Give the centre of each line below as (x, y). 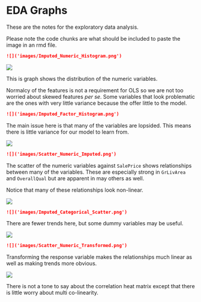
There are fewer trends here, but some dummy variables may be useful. (95, 224)
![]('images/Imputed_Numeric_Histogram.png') (64, 56)
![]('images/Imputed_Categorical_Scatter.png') (67, 212)
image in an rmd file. (31, 45)
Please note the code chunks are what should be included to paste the (93, 38)
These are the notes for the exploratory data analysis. (73, 27)
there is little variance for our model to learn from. (67, 132)
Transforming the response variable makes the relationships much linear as (99, 257)
